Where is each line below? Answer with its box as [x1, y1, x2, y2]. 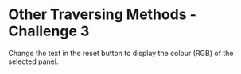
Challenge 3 [8, 22, 90, 40]
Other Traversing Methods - [8, 6, 197, 24]
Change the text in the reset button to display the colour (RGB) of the [8, 48, 234, 57]
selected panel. [8, 57, 59, 66]
